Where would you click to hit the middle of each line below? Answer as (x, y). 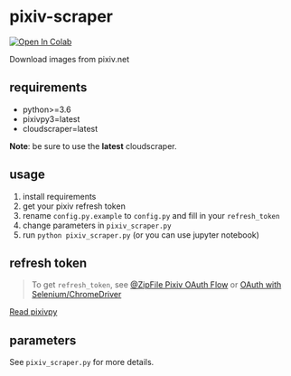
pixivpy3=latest (51, 118)
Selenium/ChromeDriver (76, 295)
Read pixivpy (33, 312)
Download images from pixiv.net (69, 59)
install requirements (59, 196)
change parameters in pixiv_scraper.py (97, 225)
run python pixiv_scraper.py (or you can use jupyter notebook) (141, 235)
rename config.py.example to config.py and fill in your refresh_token (151, 215)
